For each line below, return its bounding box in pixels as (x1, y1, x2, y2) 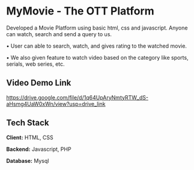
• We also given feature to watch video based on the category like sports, (6, 54, 189, 61)
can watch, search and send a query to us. (6, 30, 112, 37)
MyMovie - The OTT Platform (6, 4, 154, 18)
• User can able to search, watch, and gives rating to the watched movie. (6, 42, 187, 49)
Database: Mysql (6, 157, 49, 164)
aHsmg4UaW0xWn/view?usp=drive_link (6, 100, 106, 107)
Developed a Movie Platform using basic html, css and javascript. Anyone (6, 24, 188, 31)
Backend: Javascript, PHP (6, 145, 71, 153)
